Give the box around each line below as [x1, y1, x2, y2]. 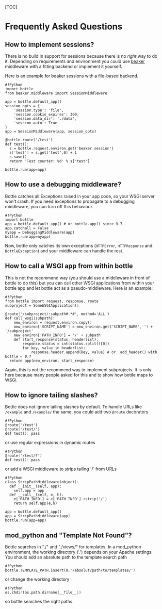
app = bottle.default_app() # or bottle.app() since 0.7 [5, 221, 123, 226]
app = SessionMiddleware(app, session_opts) [5, 129, 97, 134]
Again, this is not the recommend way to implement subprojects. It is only [5, 366, 152, 373]
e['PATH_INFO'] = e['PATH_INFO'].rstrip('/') [14, 497, 108, 502]
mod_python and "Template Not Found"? [5, 531, 132, 539]
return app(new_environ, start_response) [9, 358, 95, 363]
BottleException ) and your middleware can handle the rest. [5, 247, 124, 254]
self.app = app [14, 488, 45, 493]
